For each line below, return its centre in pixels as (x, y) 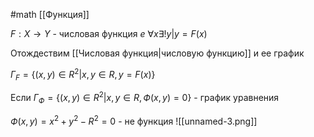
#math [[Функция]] (50, 14)
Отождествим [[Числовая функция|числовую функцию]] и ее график (157, 53)
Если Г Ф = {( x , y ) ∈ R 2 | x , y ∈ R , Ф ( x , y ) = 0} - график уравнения (145, 98)
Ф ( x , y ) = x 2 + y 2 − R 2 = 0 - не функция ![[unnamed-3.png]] (134, 120)
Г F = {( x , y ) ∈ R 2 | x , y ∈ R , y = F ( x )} (83, 75)
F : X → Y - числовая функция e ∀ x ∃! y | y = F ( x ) (109, 33)
